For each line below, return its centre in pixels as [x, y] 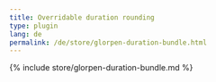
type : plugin [34, 26]
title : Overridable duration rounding [82, 17]
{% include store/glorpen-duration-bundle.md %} [101, 68]
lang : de [26, 34]
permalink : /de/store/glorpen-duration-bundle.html [108, 42]
